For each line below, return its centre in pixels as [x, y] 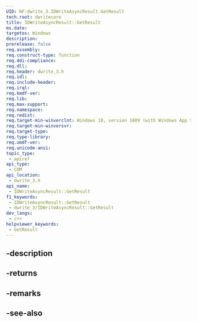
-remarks [23, 293]
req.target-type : [27, 132]
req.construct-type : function [43, 55]
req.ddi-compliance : [31, 60]
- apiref [19, 159]
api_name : [18, 186]
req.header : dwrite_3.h [35, 72]
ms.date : [17, 28]
